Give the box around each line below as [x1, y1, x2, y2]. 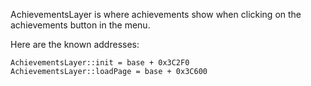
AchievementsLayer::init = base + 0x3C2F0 [10, 58, 190, 68]
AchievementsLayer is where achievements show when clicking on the [10, 9, 302, 20]
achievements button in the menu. [10, 19, 151, 31]
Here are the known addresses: [10, 39, 140, 50]
